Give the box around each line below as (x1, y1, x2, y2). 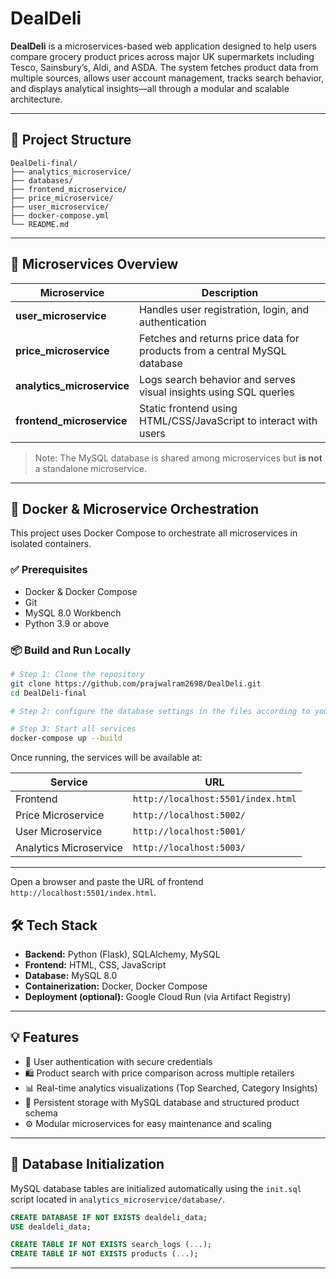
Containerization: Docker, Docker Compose (24, 980, 208, 992)
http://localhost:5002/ (132, 810, 246, 821)
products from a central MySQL (139, 343, 287, 357)
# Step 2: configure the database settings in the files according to (10, 706, 311, 716)
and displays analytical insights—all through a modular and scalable (10, 82, 290, 94)
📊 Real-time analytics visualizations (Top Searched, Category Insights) (24, 1082, 318, 1094)
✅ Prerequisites (10, 563, 88, 577)
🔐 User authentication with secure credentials (24, 1055, 213, 1067)
